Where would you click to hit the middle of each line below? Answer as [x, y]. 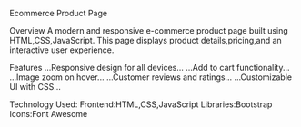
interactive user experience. [62, 50]
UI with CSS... [35, 87]
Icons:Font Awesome [49, 114]
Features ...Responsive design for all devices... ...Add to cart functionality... [150, 68]
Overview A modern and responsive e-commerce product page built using [149, 30]
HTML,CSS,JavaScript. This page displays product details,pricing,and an [145, 40]
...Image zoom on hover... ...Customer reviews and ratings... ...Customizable [151, 77]
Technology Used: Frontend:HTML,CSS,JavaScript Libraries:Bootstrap [141, 104]
